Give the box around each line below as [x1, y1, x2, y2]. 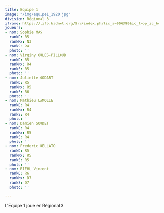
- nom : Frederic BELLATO [5, 144, 56, 149]
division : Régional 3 [5, 16, 49, 21]
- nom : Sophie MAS [5, 30, 42, 35]
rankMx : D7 [9, 176, 32, 181]
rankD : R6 [9, 171, 29, 176]
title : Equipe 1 [5, 7, 38, 12]
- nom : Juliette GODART [5, 75, 54, 80]
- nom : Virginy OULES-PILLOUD [5, 52, 67, 58]
